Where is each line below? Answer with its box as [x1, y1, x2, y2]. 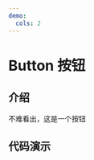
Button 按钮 [8, 56, 86, 75]
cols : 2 [15, 19, 42, 27]
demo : [8, 11, 27, 20]
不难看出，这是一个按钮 [8, 113, 86, 123]
